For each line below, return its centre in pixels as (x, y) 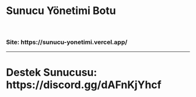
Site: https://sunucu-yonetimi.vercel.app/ (67, 42)
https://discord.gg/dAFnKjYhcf (84, 85)
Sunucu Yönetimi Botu (61, 11)
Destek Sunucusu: (52, 73)
